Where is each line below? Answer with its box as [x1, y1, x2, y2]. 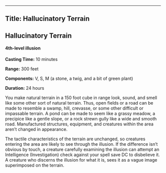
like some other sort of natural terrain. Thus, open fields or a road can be [5, 100, 154, 106]
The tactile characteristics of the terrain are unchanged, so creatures [5, 136, 146, 142]
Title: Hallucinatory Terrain [5, 14, 90, 23]
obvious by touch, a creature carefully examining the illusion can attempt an [5, 146, 160, 152]
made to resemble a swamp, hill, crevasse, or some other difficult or [5, 105, 144, 111]
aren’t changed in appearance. [5, 126, 68, 132]
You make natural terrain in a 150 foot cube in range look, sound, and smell [5, 95, 157, 101]
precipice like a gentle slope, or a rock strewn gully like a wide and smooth [5, 115, 157, 121]
